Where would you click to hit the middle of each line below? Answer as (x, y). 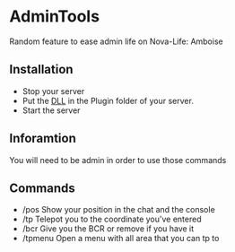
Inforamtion (43, 139)
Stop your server (53, 91)
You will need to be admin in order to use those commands (118, 160)
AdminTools (55, 17)
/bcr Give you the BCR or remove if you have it (108, 229)
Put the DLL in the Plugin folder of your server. (108, 100)
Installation (41, 70)
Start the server (51, 110)
